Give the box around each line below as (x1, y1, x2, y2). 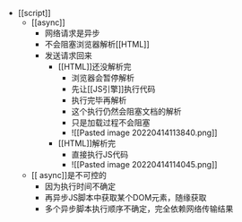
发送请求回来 (44, 50, 92, 61)
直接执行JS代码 (71, 149, 128, 159)
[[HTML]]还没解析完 (57, 62, 132, 72)
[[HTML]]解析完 (57, 138, 117, 149)
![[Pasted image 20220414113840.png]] (71, 127, 218, 138)
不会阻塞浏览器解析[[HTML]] (44, 39, 150, 49)
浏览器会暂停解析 (71, 73, 134, 83)
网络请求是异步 (44, 28, 100, 38)
